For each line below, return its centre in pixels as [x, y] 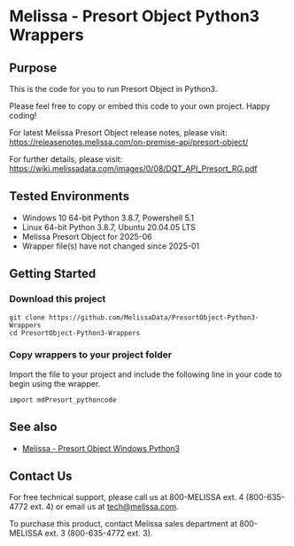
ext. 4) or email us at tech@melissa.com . [104, 507]
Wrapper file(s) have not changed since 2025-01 [111, 246]
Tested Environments [70, 196]
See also [33, 427]
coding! [23, 115]
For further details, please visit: [66, 159]
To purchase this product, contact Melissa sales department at [123, 524]
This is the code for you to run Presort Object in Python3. [113, 89]
